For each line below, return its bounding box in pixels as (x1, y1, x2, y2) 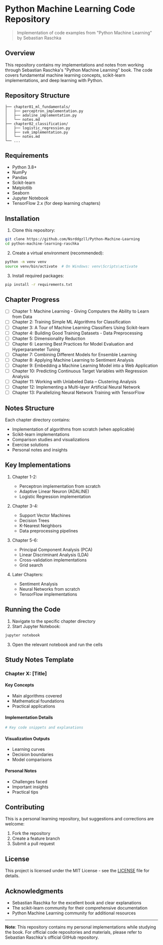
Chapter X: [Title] (5, 670, 47, 677)
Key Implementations (5, 461, 71, 469)
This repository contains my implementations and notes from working (5, 62, 144, 67)
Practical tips (12, 789, 39, 795)
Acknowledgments (5, 887, 64, 895)
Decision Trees (19, 517, 49, 523)
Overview (5, 49, 35, 57)
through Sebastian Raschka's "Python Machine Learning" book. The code (5, 67, 153, 73)
